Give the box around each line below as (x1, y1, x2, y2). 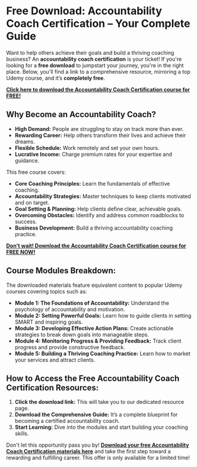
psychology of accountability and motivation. (14, 305, 126, 313)
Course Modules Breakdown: (6, 266, 116, 276)
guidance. (14, 156, 40, 164)
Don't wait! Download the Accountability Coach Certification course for (6, 242, 186, 249)
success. (14, 218, 37, 225)
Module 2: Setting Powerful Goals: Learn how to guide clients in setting (14, 312, 192, 319)
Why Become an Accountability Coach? (6, 109, 156, 120)
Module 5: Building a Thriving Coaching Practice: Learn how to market (14, 350, 191, 357)
